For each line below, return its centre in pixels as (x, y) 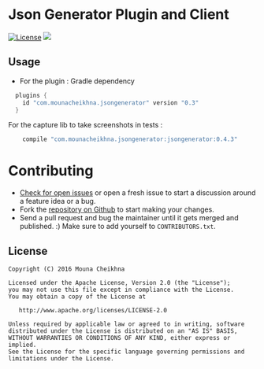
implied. (22, 345)
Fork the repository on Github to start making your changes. (117, 209)
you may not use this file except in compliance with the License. (121, 290)
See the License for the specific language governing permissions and (126, 352)
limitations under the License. (61, 359)
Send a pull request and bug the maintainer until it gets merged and (129, 218)
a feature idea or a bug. (58, 201)
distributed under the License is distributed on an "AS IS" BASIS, (123, 331)
